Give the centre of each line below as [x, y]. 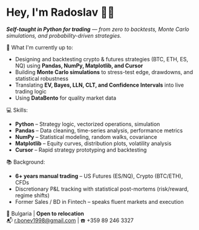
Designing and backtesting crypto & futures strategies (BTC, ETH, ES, [102, 59]
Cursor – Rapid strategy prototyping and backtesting [81, 150]
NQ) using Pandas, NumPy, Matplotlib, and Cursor [79, 66]
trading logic [31, 91]
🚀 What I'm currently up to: [40, 47]
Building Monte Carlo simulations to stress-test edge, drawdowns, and [104, 72]
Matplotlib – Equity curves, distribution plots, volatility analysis [93, 143]
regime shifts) [32, 195]
